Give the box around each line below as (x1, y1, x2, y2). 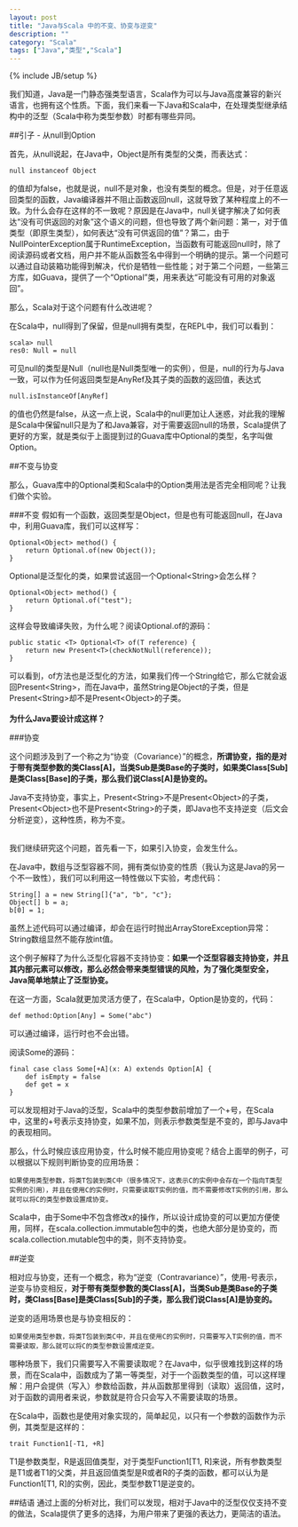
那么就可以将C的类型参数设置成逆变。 (42, 1342, 159, 1351)
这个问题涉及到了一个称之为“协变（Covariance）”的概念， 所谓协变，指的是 (9, 752, 279, 762)
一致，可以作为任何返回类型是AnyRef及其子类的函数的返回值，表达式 (9, 374, 262, 385)
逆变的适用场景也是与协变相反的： (9, 1313, 134, 1324)
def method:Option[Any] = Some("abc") (9, 1012, 153, 1021)
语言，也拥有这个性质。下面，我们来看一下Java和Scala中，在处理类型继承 (9, 99, 280, 111)
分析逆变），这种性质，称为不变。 (9, 815, 130, 825)
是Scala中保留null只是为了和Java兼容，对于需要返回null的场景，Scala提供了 (9, 419, 287, 431)
